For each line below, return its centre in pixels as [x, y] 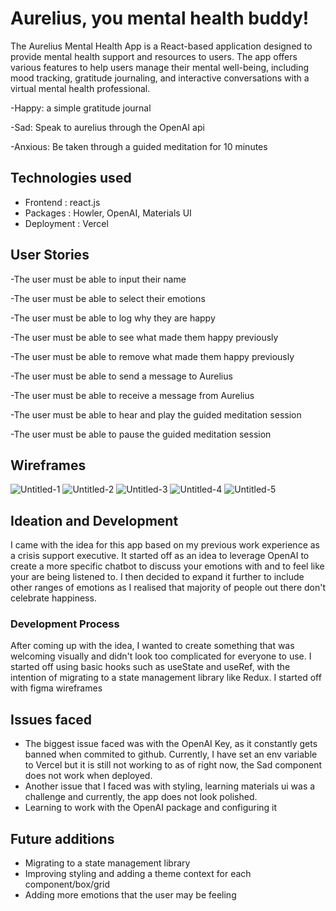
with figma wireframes [56, 688]
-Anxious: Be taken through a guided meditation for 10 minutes [139, 146]
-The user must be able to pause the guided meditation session [141, 434]
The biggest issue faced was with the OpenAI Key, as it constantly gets [171, 744]
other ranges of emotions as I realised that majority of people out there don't [168, 588]
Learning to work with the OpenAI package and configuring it [151, 808]
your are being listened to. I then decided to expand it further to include [157, 577]
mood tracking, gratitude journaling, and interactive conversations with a [160, 78]
